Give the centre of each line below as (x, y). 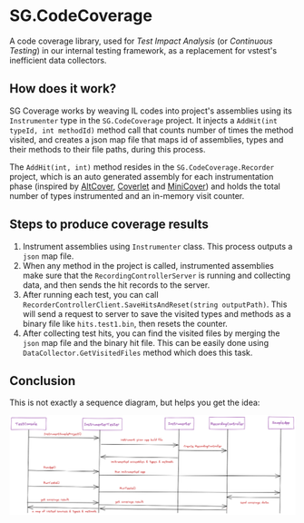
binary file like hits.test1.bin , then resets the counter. (125, 323)
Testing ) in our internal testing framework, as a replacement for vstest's (143, 50)
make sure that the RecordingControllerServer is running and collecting (157, 275)
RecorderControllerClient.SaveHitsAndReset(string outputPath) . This (155, 304)
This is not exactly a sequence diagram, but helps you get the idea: (135, 403)
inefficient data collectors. (58, 60)
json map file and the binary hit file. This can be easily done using (146, 342)
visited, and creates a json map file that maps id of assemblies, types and (147, 139)
